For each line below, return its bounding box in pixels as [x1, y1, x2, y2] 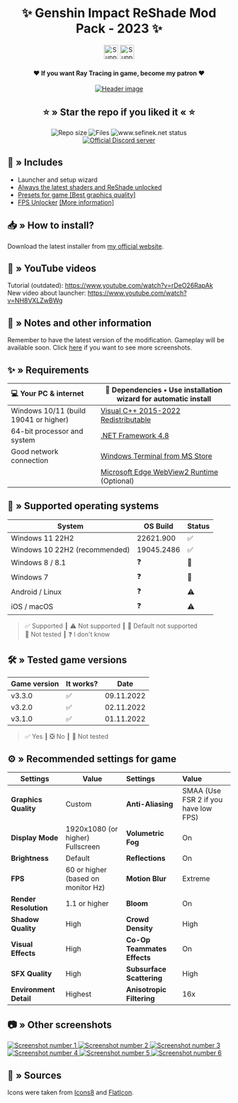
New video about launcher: [7, 289, 86, 298]
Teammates [126, 944, 167, 954]
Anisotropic [126, 985, 166, 995]
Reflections [126, 854, 166, 864]
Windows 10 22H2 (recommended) [11, 545, 130, 555]
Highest [65, 989, 92, 999]
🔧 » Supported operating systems [7, 500, 159, 512]
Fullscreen [65, 842, 101, 852]
